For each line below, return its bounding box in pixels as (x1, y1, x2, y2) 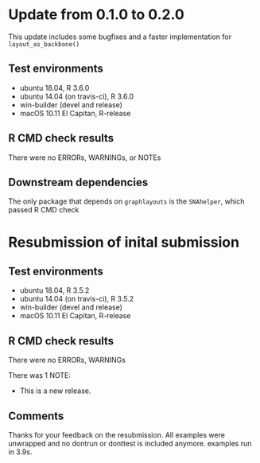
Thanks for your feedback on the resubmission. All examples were (8, 430, 225, 439)
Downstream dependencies (8, 175, 149, 189)
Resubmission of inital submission (8, 233, 240, 251)
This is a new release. (19, 386, 91, 395)
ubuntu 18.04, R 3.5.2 (19, 286, 90, 295)
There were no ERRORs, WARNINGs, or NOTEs (8, 153, 161, 162)
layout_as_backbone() (8, 40, 80, 49)
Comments (8, 409, 64, 422)
